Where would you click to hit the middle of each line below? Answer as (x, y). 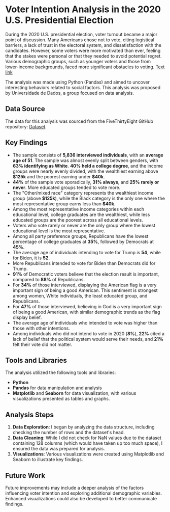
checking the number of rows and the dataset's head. (69, 433)
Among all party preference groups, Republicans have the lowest (80, 236)
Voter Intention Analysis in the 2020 (83, 9)
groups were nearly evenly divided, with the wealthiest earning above (85, 171)
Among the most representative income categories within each (78, 209)
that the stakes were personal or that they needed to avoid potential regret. (83, 56)
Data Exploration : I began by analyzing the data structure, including (83, 427)
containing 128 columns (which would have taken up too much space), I (88, 443)
